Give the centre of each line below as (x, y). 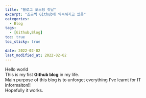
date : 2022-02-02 (23, 50)
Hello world (17, 69)
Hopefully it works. (24, 90)
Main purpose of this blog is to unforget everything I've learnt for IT (73, 80)
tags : (11, 28)
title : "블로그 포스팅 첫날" (31, 10)
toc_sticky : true (23, 42)
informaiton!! (18, 85)
